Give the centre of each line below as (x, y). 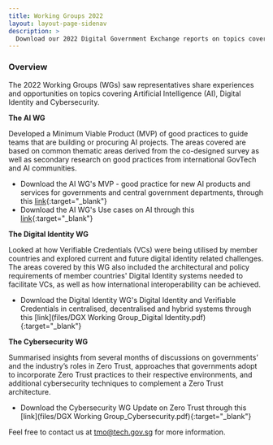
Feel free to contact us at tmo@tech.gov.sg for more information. (117, 432)
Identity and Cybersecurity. (54, 102)
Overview (28, 67)
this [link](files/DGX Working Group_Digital (91, 317)
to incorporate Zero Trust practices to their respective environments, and (130, 374)
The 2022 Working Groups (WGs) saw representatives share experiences (131, 84)
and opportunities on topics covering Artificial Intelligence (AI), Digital (125, 93)
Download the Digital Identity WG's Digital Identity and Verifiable (128, 300)
